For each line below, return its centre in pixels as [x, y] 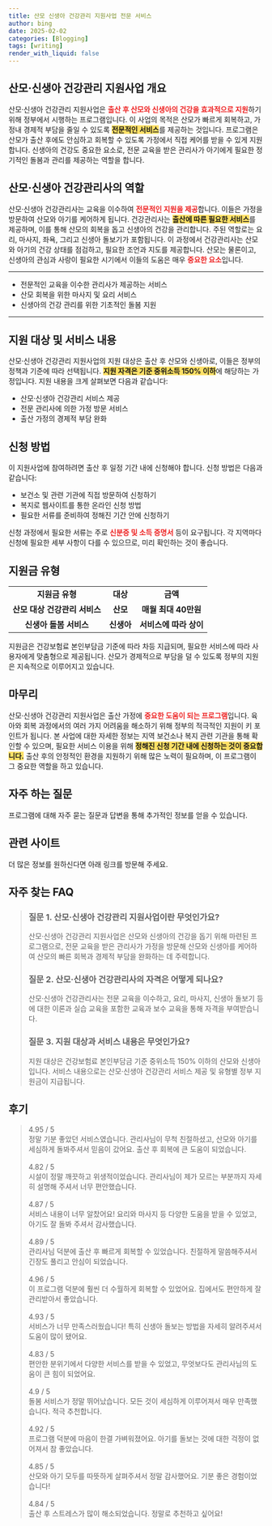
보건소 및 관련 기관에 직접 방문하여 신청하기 [88, 495]
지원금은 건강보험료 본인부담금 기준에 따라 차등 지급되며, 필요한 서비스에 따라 [130, 646]
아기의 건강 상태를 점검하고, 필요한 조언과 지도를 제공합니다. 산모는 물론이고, [136, 249]
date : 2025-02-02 [38, 31]
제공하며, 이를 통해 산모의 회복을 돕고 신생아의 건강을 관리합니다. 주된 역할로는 [132, 229]
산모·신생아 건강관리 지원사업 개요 [87, 89]
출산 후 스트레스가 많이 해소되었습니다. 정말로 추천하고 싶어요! [125, 1513]
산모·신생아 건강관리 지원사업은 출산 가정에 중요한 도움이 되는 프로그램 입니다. [129, 715]
